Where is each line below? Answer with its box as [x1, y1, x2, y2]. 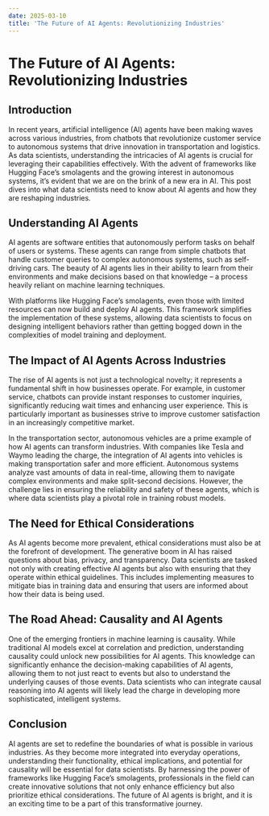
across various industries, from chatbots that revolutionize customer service [8, 133, 262, 143]
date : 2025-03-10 [8, 11, 67, 20]
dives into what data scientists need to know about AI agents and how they [8, 184, 257, 194]
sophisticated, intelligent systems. [8, 694, 122, 703]
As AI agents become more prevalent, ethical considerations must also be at [8, 537, 262, 548]
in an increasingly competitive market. [8, 418, 135, 428]
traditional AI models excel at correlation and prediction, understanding [8, 642, 244, 652]
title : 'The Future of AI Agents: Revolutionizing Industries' [8, 19, 226, 27]
